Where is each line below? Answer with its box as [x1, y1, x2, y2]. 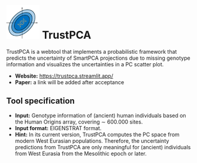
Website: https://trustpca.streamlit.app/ [14, 72, 114, 79]
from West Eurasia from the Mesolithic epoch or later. [14, 150, 147, 157]
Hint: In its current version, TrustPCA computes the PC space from [14, 131, 180, 138]
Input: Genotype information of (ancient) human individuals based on [14, 112, 187, 119]
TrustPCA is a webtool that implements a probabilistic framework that [6, 48, 177, 55]
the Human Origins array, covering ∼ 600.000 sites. [14, 118, 143, 125]
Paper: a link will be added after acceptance [14, 78, 125, 85]
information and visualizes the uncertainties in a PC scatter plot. [6, 60, 164, 67]
